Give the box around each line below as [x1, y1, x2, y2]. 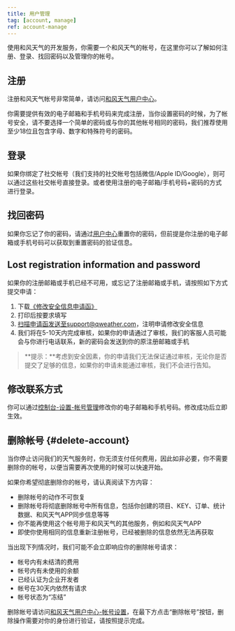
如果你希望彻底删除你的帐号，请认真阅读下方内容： [7, 478, 155, 487]
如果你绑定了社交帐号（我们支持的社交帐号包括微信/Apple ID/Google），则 [7, 170, 220, 177]
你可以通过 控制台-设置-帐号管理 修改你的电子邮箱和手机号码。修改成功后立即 [7, 403, 227, 412]
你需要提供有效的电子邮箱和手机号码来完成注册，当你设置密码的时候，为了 [7, 109, 222, 118]
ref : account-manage [7, 23, 68, 30]
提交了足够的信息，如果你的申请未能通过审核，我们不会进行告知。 [24, 360, 215, 369]
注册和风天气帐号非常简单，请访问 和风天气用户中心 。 [7, 95, 161, 103]
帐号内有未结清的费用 [17, 558, 79, 566]
